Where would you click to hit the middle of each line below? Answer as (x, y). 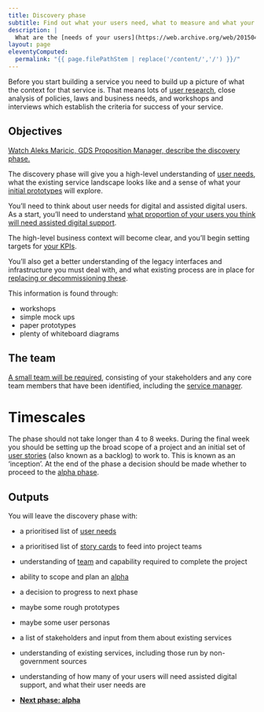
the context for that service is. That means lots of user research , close (122, 90)
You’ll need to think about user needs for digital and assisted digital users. (128, 206)
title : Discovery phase (47, 15)
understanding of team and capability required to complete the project (133, 562)
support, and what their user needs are (83, 685)
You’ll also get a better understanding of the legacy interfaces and (115, 261)
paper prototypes (48, 325)
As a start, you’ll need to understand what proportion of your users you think (132, 214)
